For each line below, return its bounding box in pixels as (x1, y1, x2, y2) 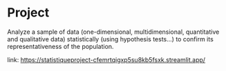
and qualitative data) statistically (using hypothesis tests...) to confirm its (7, 34, 214, 43)
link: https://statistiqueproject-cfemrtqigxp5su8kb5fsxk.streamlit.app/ (7, 55, 206, 63)
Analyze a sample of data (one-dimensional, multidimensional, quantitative (7, 28, 220, 36)
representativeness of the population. (7, 42, 114, 50)
